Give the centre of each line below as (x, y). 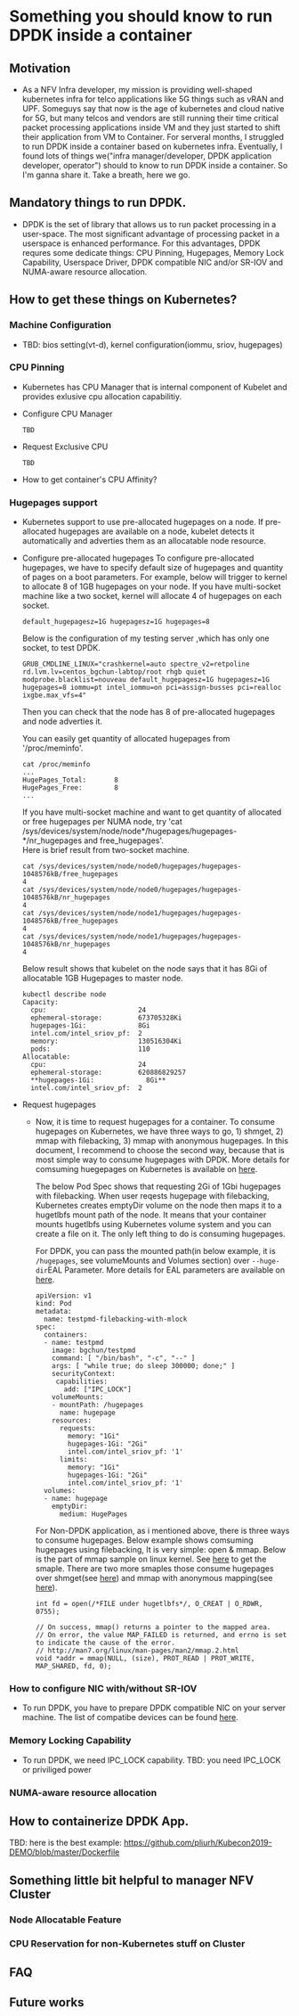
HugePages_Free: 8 (70, 788)
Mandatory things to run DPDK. (98, 203)
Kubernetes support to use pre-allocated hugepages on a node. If (143, 522)
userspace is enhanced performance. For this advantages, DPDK (141, 243)
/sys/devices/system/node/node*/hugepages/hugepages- (129, 832)
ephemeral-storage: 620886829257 (109, 1073)
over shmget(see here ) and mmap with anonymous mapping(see (154, 1578)
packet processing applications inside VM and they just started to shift (151, 127)
